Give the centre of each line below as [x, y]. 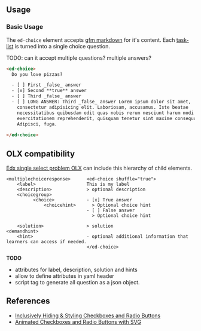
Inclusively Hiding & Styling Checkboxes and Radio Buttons [88, 315]
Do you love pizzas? [37, 74]
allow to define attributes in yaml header [65, 276]
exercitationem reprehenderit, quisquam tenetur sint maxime [95, 118]
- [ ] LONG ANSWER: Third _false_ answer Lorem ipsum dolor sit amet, [101, 102]
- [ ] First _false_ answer [47, 85]
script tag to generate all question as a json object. [77, 282]
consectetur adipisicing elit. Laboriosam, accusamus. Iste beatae [103, 107]
